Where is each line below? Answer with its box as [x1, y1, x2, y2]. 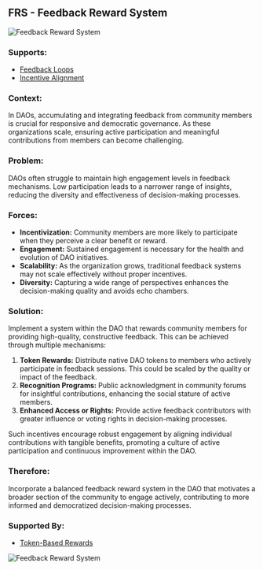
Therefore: [8, 466, 50, 477]
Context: [8, 93, 42, 104]
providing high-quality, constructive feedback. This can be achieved [8, 332, 229, 342]
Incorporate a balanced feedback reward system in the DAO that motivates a [8, 483, 256, 493]
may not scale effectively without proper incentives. [19, 269, 188, 279]
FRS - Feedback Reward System [8, 6, 168, 20]
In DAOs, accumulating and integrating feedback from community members [8, 110, 253, 120]
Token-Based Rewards [19, 538, 93, 547]
